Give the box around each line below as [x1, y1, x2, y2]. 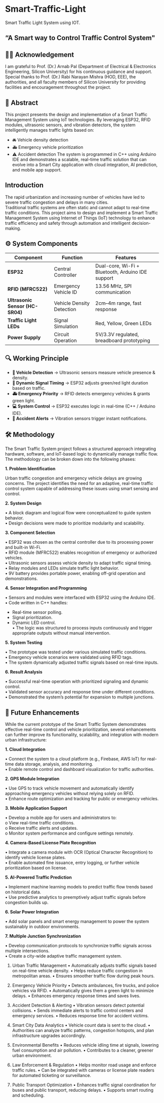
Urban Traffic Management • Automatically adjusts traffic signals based [12, 962, 157, 968]
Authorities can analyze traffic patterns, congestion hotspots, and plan [12, 1028, 154, 1033]
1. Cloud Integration [5, 746, 45, 752]
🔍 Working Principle [5, 354, 69, 362]
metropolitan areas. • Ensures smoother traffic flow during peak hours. [12, 973, 155, 979]
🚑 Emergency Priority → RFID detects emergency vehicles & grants [12, 391, 150, 397]
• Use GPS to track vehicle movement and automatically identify [5, 785, 134, 791]
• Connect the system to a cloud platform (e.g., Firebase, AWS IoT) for [5, 756, 146, 762]
